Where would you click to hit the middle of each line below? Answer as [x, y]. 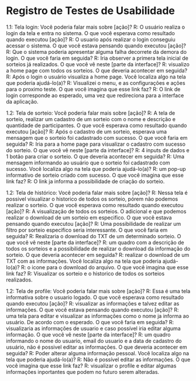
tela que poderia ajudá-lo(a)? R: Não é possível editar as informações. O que [98, 359]
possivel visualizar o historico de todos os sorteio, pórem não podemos [92, 199]
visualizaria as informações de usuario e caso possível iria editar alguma [93, 328]
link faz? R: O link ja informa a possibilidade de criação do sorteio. [85, 181]
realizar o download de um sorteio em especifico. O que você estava [89, 217]
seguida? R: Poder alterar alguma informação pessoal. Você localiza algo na [97, 353]
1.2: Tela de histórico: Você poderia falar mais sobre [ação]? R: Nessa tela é [97, 193]
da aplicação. [23, 101]
